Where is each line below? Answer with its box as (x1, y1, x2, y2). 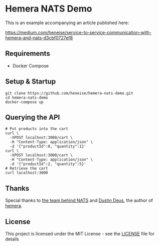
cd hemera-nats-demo (5, 95, 49, 100)
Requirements (5, 49, 50, 58)
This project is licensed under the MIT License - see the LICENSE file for (5, 231, 154, 236)
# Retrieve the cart (5, 166, 49, 171)
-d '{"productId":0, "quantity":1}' (10, 144, 86, 149)
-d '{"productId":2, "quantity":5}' (10, 161, 86, 167)
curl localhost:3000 (5, 171, 49, 176)
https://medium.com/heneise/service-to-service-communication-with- (5, 29, 152, 35)
